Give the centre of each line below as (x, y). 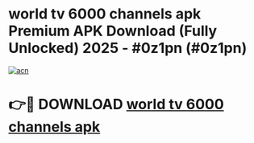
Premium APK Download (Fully (113, 31)
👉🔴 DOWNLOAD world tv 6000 (116, 104)
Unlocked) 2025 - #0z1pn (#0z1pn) (128, 48)
